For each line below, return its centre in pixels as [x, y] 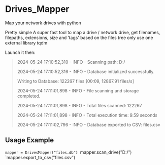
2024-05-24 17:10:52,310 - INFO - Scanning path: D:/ [71, 62]
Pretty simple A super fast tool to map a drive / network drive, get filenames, [82, 32]
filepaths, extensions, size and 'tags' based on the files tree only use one [79, 38]
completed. [29, 96]
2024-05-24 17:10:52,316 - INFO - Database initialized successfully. [86, 71]
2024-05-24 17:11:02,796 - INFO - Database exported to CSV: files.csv [89, 124]
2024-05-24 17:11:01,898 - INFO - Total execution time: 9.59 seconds [87, 115]
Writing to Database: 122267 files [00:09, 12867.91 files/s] [76, 81]
